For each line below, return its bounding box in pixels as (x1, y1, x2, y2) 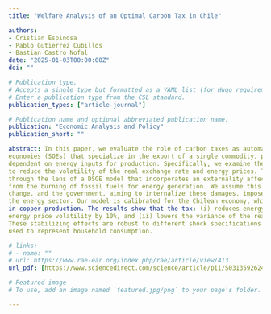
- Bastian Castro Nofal (8, 49, 89, 57)
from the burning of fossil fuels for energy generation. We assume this (8, 182, 262, 190)
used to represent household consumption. (8, 227, 153, 235)
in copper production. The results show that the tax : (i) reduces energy (8, 205, 265, 213)
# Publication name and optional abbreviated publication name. (8, 115, 229, 123)
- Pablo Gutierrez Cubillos (8, 41, 103, 49)
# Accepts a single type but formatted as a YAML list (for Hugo (8, 85, 232, 93)
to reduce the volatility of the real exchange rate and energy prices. (8, 167, 258, 176)
